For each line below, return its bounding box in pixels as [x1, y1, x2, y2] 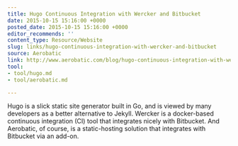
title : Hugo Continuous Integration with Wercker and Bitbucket [7, 10, 201, 18]
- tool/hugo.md [7, 69, 52, 77]
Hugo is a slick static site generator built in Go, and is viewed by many [7, 102, 212, 111]
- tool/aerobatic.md [7, 76, 69, 84]
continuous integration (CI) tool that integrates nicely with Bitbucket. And [7, 117, 220, 125]
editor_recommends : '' [7, 30, 74, 38]
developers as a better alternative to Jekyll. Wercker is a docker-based [7, 109, 214, 118]
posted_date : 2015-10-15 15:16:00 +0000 [7, 23, 129, 30]
